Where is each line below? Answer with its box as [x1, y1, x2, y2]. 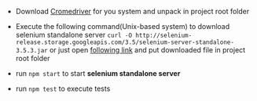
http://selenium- [135, 31, 193, 39]
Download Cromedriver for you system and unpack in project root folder [15, 7, 250, 16]
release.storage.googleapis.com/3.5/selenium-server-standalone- [15, 38, 234, 46]
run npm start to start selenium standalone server [15, 69, 181, 78]
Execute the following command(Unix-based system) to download [15, 22, 230, 31]
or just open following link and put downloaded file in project [50, 45, 246, 54]
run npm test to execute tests [15, 84, 111, 93]
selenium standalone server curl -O [15, 31, 132, 39]
